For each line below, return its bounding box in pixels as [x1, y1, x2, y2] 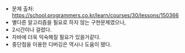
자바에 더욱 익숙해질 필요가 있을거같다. [11, 34, 101, 40]
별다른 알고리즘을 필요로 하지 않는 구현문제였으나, [11, 19, 126, 25]
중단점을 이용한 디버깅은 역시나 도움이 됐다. [11, 41, 112, 48]
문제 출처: [11, 5, 34, 12]
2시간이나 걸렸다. [11, 26, 52, 33]
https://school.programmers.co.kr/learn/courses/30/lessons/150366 [11, 12, 179, 19]
